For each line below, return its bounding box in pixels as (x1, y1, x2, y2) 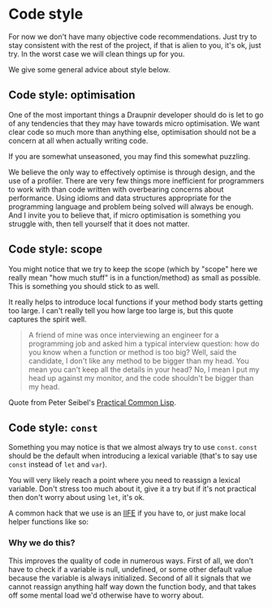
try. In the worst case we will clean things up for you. (8, 49, 185, 58)
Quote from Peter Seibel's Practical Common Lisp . (8, 397, 177, 407)
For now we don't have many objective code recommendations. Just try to (8, 32, 257, 41)
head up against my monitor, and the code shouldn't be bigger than (28, 373, 254, 382)
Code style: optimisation (8, 88, 136, 102)
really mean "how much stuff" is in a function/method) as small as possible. (8, 273, 261, 282)
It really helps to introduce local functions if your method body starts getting (8, 297, 264, 307)
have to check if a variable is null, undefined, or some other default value (8, 564, 253, 574)
